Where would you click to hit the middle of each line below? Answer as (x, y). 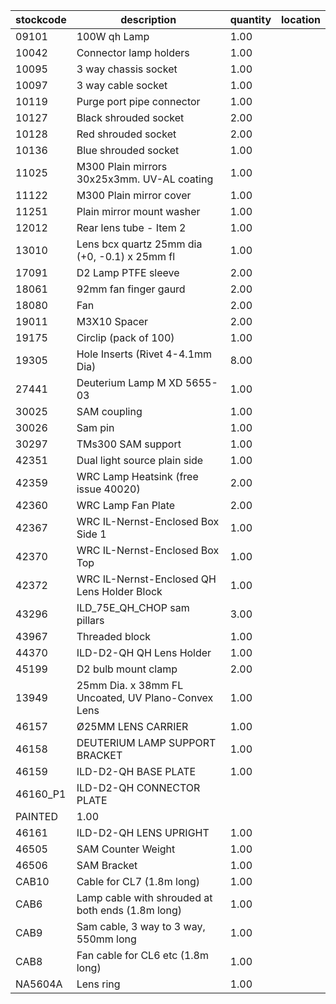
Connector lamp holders (133, 52)
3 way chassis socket (127, 69)
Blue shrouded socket (128, 150)
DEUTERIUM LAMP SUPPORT (146, 742)
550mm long (106, 939)
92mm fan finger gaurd (131, 289)
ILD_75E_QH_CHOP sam (133, 607)
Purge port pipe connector (138, 101)
